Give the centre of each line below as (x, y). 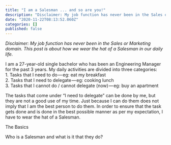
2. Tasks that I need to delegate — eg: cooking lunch (60, 80)
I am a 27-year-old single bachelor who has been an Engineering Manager (83, 64)
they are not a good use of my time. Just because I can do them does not (82, 101)
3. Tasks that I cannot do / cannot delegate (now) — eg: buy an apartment (82, 86)
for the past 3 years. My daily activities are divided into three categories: (81, 70)
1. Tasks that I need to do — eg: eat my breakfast (55, 75)
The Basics (17, 127)
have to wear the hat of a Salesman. (43, 117)
